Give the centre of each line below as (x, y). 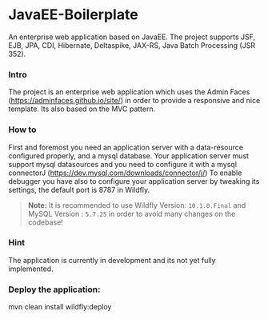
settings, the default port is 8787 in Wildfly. (79, 189)
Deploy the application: (54, 289)
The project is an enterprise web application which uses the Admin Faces (129, 92)
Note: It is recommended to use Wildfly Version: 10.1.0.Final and (137, 205)
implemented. (31, 269)
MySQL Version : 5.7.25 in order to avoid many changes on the (132, 213)
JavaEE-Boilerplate (73, 15)
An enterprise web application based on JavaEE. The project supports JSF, (132, 37)
